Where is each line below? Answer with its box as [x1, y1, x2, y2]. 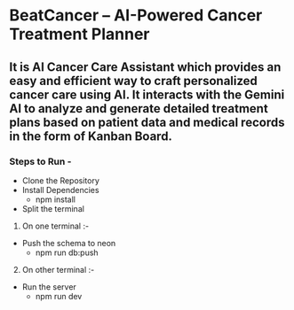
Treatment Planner [9, 24, 150, 44]
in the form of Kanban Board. [9, 128, 173, 143]
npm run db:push [35, 247, 99, 258]
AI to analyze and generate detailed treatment [9, 101, 268, 116]
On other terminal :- [21, 264, 95, 275]
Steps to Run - [9, 155, 73, 167]
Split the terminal [21, 203, 84, 213]
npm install [35, 194, 75, 205]
